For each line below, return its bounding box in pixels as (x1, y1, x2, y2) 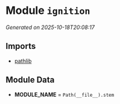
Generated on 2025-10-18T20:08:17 (5, 24, 95, 31)
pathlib (14, 57, 32, 64)
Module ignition (5, 4, 90, 18)
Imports (5, 41, 36, 51)
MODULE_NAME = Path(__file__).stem (14, 91, 115, 98)
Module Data (5, 75, 55, 85)
